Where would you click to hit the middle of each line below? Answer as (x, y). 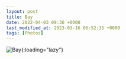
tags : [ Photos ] (25, 33)
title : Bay (20, 17)
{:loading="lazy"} (42, 50)
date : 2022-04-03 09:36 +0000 (43, 22)
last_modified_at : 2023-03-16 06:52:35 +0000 (63, 28)
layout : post (22, 11)
